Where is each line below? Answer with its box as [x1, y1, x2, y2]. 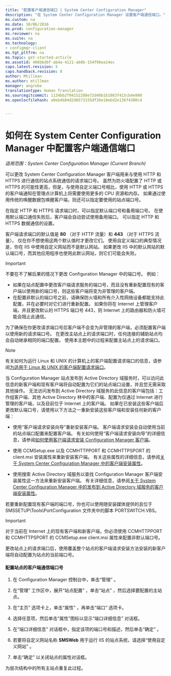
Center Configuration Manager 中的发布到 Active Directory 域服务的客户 [12, 484, 164, 490]
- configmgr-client [5, 45, 47, 50]
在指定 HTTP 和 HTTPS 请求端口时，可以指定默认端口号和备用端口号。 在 [5, 207, 159, 214]
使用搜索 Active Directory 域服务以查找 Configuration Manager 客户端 [12, 471, 159, 477]
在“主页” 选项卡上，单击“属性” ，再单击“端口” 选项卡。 [12, 605, 127, 611]
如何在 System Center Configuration [5, 130, 161, 142]
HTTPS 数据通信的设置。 [5, 220, 58, 227]
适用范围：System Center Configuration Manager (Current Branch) [5, 160, 146, 167]
